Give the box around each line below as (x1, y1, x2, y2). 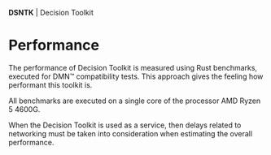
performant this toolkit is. (8, 80, 93, 89)
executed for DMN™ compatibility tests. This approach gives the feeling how (8, 71, 264, 81)
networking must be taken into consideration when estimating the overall (8, 128, 253, 138)
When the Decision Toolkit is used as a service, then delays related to (8, 120, 242, 130)
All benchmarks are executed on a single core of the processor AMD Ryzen (8, 96, 261, 105)
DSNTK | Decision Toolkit (8, 8, 94, 17)
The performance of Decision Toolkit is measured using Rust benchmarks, (8, 62, 258, 72)
